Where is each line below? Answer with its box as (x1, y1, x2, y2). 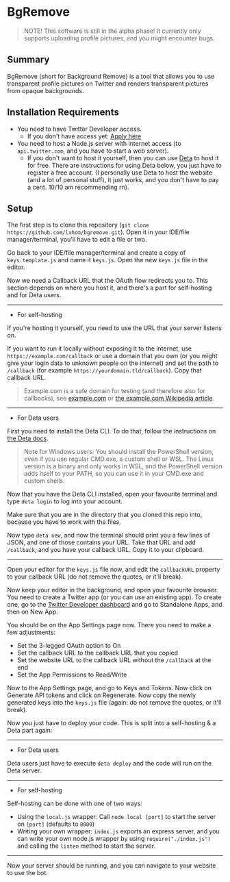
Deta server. (7, 766, 42, 774)
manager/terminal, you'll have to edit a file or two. (7, 236, 147, 244)
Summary (7, 54, 50, 66)
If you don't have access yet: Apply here (27, 131, 142, 140)
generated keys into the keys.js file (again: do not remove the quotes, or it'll (7, 698, 222, 707)
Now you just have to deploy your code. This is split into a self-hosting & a (7, 719, 216, 727)
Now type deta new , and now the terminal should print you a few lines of (7, 531, 210, 540)
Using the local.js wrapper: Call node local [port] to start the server (16, 813, 216, 821)
